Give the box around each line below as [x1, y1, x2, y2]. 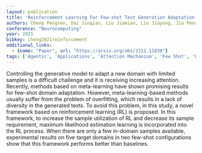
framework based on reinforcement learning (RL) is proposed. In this [6, 108, 176, 115]
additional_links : [6, 43, 52, 49]
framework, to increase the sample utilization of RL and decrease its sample [6, 115, 194, 122]
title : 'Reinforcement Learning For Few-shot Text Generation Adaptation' [6, 14, 198, 20]
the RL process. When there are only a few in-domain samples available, [6, 127, 186, 134]
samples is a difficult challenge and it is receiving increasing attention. [6, 76, 180, 83]
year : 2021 [6, 31, 34, 37]
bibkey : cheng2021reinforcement [6, 37, 87, 43]
